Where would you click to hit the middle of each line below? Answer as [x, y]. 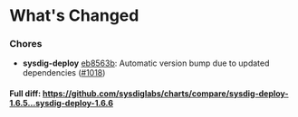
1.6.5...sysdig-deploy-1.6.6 [61, 103]
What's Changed [74, 16]
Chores [26, 44]
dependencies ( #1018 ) [64, 73]
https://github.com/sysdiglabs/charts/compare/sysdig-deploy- [165, 94]
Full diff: [25, 94]
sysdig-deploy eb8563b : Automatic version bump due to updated [146, 63]
